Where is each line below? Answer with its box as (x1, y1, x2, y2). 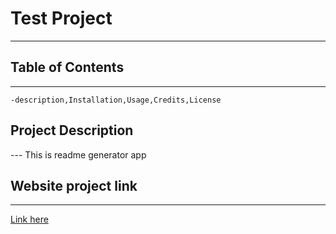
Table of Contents (10, 59, 125, 76)
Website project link (10, 177, 138, 194)
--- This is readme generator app (10, 148, 147, 161)
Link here (10, 213, 49, 226)
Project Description (10, 122, 134, 139)
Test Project (10, 7, 113, 30)
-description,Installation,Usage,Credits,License (10, 95, 222, 105)
